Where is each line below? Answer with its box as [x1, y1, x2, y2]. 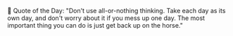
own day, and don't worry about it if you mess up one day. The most [7, 14, 206, 22]
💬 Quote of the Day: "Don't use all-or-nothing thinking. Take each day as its [7, 7, 226, 15]
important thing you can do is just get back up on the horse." [7, 21, 183, 29]
